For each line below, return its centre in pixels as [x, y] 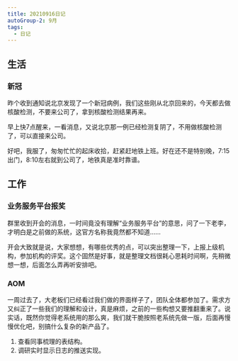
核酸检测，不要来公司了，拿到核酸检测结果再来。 [79, 111]
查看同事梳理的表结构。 [52, 341]
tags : [15, 27]
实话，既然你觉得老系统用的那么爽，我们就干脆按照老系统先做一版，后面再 [116, 317]
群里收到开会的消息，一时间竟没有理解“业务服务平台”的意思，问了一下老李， [119, 223]
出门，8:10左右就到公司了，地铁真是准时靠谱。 [75, 160]
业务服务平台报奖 [36, 206]
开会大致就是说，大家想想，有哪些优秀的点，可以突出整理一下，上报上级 [113, 247]
